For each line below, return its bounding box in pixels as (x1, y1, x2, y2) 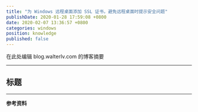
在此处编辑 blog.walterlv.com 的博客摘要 (6, 53, 104, 60)
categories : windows (6, 25, 57, 31)
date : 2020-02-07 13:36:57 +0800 (6, 19, 88, 25)
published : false (6, 36, 49, 42)
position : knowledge (6, 31, 57, 37)
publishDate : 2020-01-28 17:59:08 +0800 (6, 14, 107, 20)
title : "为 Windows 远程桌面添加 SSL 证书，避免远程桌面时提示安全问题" (6, 8, 168, 15)
